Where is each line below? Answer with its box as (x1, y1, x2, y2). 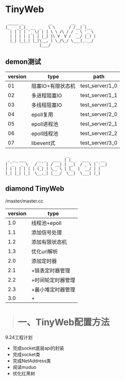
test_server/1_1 (80, 91, 118, 98)
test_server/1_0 (80, 82, 118, 89)
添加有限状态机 (31, 238, 67, 246)
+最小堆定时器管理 (31, 286, 75, 293)
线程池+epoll (31, 219, 62, 226)
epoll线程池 (31, 130, 58, 137)
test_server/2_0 (80, 111, 118, 118)
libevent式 (31, 140, 56, 147)
